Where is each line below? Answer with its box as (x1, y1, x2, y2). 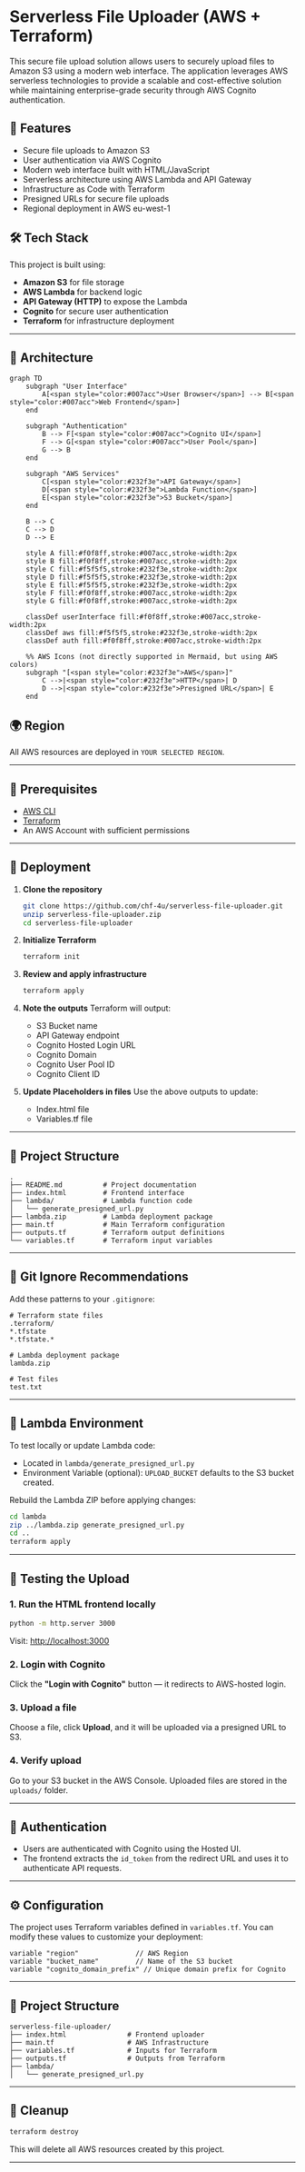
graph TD (9, 374, 43, 384)
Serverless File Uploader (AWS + (9, 6, 261, 27)
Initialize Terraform (22, 934, 97, 946)
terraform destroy (9, 2127, 79, 2137)
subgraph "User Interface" (25, 382, 128, 392)
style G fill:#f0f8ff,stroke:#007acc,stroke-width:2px (25, 597, 238, 606)
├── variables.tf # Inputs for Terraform (9, 2047, 218, 2056)
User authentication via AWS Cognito (22, 154, 162, 165)
